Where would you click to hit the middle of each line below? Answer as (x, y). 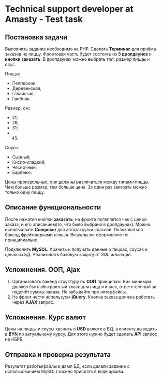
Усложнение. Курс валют (45, 318)
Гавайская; (23, 94)
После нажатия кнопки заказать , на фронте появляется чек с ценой (76, 219)
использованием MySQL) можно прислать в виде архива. (65, 371)
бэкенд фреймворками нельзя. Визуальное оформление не (67, 235)
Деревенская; (27, 88)
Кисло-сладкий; (29, 162)
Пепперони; (24, 83)
